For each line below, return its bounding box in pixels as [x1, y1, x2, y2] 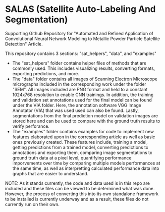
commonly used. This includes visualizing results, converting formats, [12, 65, 155, 71]
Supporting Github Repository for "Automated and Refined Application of [5, 30, 154, 36]
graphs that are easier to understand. [12, 170, 89, 176]
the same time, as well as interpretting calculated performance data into [12, 165, 160, 171]
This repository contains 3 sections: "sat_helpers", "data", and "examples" [5, 51, 157, 56]
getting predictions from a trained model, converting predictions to [12, 144, 149, 150]
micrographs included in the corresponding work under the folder [12, 81, 147, 87]
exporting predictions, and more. [12, 70, 79, 76]
